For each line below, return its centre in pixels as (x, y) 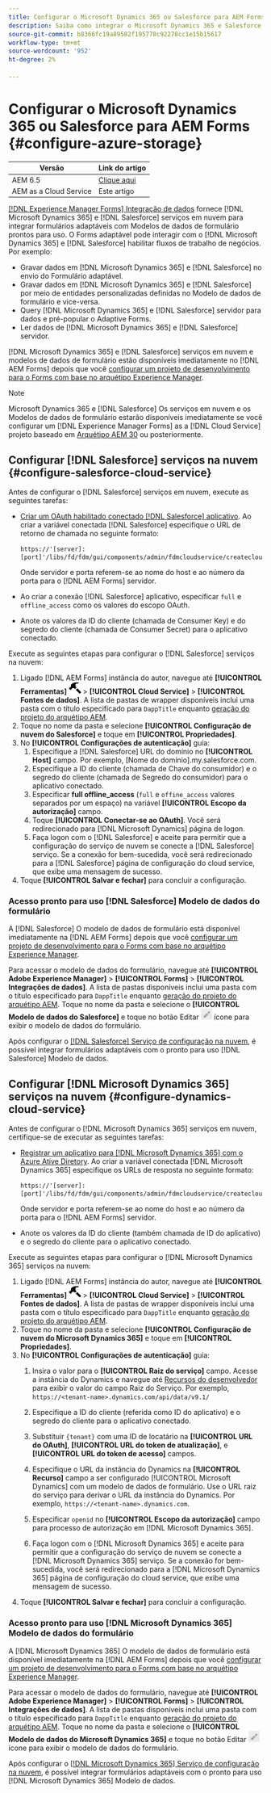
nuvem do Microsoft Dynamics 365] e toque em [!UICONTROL (126, 1338)
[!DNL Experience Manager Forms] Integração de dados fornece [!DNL (126, 209)
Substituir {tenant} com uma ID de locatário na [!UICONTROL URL (142, 1437)
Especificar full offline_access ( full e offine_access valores (133, 795)
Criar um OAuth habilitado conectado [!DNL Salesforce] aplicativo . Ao (135, 516)
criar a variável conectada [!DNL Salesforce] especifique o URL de (130, 525)
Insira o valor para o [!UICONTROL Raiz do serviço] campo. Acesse (145, 1371)
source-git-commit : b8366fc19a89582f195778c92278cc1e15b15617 (115, 34)
